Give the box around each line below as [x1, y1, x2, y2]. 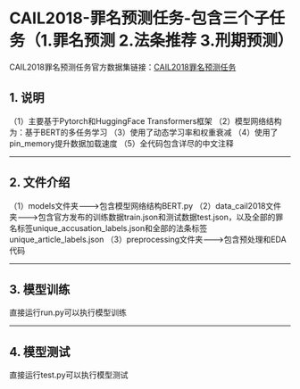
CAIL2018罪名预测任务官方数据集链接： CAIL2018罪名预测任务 [9, 62, 237, 72]
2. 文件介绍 [9, 175, 71, 190]
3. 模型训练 [9, 282, 71, 297]
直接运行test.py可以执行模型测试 [9, 369, 129, 380]
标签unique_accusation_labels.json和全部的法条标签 [16, 222, 208, 233]
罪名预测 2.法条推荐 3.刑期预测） [52, 30, 294, 51]
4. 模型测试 [9, 344, 71, 360]
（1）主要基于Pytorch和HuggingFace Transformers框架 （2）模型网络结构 [9, 115, 283, 126]
